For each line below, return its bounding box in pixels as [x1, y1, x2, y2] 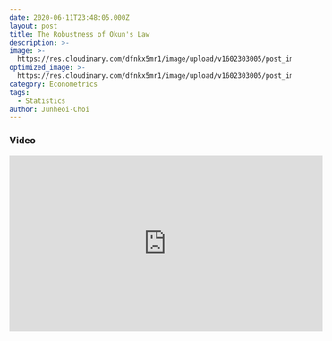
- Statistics [17, 96, 66, 106]
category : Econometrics [9, 80, 98, 89]
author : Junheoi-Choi [9, 105, 90, 114]
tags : [9, 88, 30, 97]
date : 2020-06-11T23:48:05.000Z [9, 13, 130, 22]
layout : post [9, 21, 58, 30]
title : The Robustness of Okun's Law [9, 30, 150, 38]
